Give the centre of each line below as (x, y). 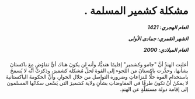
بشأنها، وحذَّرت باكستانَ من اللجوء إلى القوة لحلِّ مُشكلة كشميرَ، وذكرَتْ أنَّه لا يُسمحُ (99, 70)
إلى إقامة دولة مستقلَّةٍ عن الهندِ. (154, 89)
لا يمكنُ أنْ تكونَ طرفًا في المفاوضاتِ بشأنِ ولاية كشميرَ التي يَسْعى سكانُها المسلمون (97, 83)
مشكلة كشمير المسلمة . (136, 11)
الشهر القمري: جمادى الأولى (158, 38)
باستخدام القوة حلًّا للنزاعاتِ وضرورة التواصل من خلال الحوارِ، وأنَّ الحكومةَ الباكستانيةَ (97, 77)
